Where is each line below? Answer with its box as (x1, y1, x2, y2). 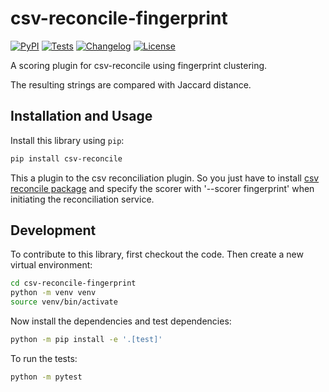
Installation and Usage (10, 108, 153, 125)
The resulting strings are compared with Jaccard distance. (10, 78, 252, 91)
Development (10, 222, 97, 239)
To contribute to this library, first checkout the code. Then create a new (10, 248, 304, 261)
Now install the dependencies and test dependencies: (10, 315, 232, 327)
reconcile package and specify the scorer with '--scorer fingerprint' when (10, 182, 315, 194)
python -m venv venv (10, 288, 97, 298)
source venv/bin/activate (10, 297, 118, 307)
